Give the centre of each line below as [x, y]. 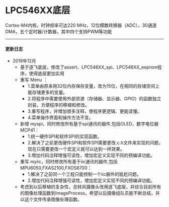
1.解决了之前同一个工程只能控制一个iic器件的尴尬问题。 [84, 174]
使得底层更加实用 [47, 74]
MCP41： [29, 130]
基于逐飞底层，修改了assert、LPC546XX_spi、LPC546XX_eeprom [89, 67]
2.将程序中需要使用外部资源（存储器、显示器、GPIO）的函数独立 [94, 99]
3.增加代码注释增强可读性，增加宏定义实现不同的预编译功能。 [91, 155]
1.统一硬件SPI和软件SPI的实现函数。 [65, 136]
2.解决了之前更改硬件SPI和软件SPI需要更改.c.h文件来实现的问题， [95, 143]
